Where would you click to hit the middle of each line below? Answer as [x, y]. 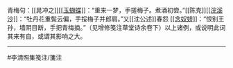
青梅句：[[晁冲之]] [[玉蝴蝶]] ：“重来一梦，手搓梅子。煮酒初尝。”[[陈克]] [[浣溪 [115, 10]
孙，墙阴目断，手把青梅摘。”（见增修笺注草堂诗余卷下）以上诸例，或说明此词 [116, 27]
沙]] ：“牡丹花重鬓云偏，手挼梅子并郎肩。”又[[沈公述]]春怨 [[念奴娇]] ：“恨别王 [116, 19]
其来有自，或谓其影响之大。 [47, 36]
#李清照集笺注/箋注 [35, 57]
